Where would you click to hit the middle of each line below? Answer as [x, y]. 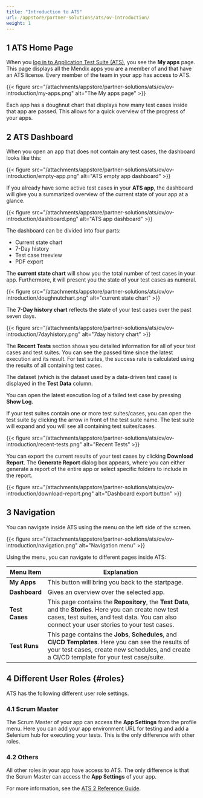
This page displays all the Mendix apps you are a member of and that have [99, 69]
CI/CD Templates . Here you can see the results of [118, 642]
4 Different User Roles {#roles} [66, 679]
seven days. [21, 316]
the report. [20, 475]
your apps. [20, 118]
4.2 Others [22, 757]
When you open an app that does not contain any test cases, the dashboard [101, 151]
